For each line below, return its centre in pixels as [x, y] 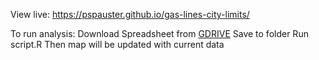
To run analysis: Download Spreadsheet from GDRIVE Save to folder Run [159, 33]
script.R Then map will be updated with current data [117, 44]
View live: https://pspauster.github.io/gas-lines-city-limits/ [130, 14]
